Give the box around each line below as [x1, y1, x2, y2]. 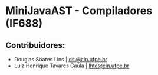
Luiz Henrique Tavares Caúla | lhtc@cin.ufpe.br [14, 62, 130, 69]
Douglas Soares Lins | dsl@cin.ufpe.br [14, 56, 107, 63]
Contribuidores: [5, 40, 65, 50]
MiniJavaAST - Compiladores [5, 4, 153, 18]
